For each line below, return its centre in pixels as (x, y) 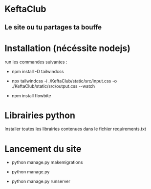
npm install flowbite (31, 95)
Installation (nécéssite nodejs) (67, 48)
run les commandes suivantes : (36, 62)
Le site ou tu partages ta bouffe (53, 27)
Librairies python (40, 115)
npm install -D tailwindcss (38, 71)
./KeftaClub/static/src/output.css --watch (53, 86)
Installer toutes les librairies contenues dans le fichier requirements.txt (75, 129)
